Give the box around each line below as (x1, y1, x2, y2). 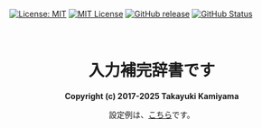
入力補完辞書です (88, 60, 215, 81)
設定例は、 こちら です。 (108, 109, 196, 120)
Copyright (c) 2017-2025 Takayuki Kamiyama (64, 90, 239, 101)
